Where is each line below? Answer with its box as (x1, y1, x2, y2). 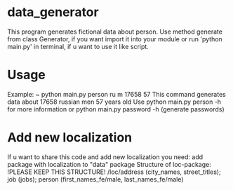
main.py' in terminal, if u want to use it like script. (7, 42, 149, 50)
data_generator (7, 4, 100, 20)
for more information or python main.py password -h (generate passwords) (7, 104, 225, 113)
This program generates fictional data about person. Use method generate (7, 27, 223, 36)
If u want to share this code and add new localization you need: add (7, 152, 204, 161)
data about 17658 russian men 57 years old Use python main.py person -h (7, 97, 222, 106)
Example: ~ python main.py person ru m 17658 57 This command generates (7, 90, 226, 98)
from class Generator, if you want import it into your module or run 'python (7, 34, 222, 43)
